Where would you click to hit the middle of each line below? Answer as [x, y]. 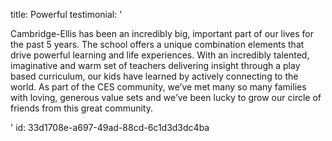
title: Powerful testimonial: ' [66, 14]
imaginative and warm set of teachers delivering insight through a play [155, 65]
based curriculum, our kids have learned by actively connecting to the [154, 76]
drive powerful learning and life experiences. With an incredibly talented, [160, 55]
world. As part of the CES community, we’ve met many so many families [158, 87]
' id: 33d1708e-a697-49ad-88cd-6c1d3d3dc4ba [110, 127]
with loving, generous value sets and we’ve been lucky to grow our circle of [166, 97]
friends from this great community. [82, 108]
